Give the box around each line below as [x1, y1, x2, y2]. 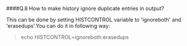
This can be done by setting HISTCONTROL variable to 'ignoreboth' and [6, 16, 182, 23]
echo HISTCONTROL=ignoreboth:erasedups [20, 34, 129, 40]
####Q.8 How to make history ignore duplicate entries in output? [6, 5, 165, 12]
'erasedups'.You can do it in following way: [6, 23, 111, 29]
